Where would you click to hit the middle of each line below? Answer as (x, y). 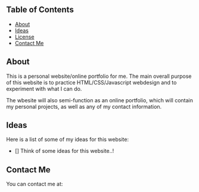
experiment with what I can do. (44, 89)
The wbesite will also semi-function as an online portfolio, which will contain (100, 100)
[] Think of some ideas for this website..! (64, 151)
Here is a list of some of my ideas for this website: (68, 140)
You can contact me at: (35, 184)
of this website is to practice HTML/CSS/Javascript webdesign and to (91, 82)
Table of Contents (40, 10)
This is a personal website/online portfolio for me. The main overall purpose (99, 76)
